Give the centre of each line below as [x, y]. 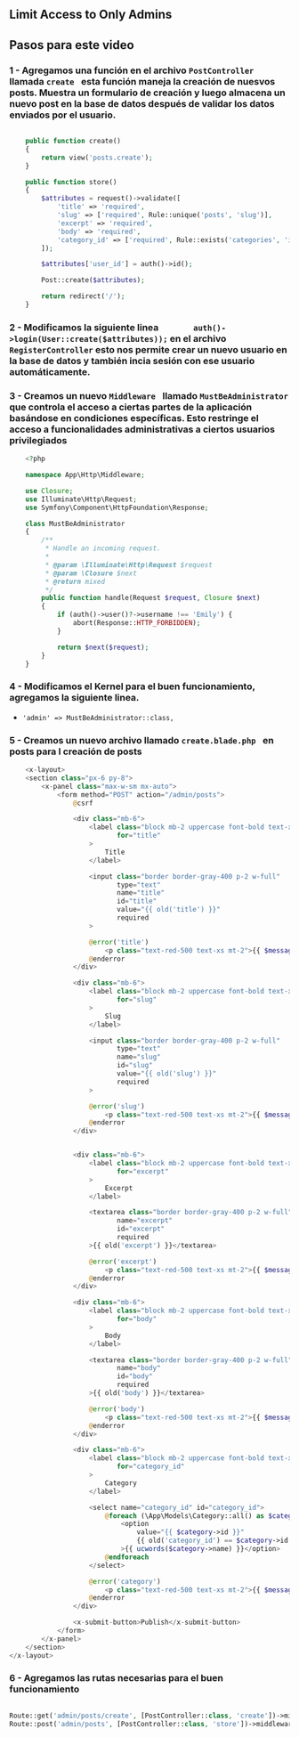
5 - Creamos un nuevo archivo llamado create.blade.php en [141, 740]
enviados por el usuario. [63, 115]
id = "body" [135, 1376]
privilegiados [38, 440]
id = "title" [137, 901]
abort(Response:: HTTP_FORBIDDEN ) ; [137, 623]
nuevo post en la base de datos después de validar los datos [142, 103]
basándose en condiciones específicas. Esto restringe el [134, 418]
